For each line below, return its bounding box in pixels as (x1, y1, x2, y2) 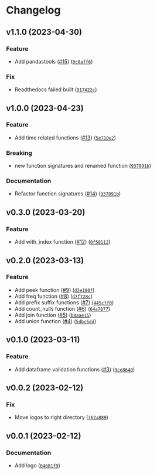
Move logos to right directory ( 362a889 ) (14, 414, 108, 421)
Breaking (6, 148, 32, 157)
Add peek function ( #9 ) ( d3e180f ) (14, 286, 95, 293)
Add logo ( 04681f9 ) (14, 461, 60, 469)
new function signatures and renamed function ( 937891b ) (14, 162, 152, 170)
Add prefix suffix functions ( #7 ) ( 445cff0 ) (14, 298, 114, 306)
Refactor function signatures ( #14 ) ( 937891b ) (14, 190, 121, 197)
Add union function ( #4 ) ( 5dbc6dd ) (14, 317, 97, 324)
